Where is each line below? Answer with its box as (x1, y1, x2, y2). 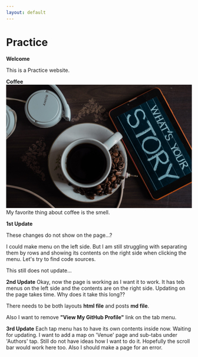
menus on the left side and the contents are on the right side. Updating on (6, 285, 186, 292)
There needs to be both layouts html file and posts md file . (6, 302, 150, 309)
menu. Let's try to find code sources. (6, 256, 96, 263)
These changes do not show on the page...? (6, 232, 113, 239)
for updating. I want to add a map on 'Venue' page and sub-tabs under (6, 332, 178, 339)
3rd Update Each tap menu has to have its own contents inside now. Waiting (6, 325, 192, 332)
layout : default (6, 9, 46, 15)
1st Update (6, 220, 33, 227)
